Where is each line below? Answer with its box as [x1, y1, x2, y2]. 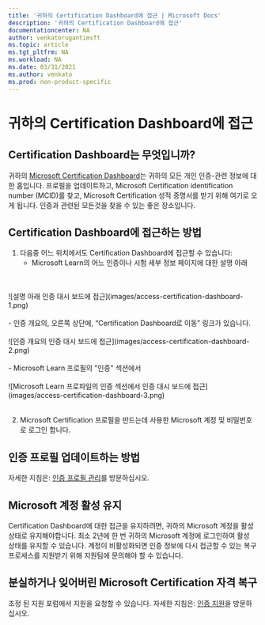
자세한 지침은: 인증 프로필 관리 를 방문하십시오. [8, 473, 150, 483]
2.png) [8, 346, 30, 355]
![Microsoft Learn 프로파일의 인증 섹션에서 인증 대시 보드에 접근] [8, 381, 208, 392]
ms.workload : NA [8, 56, 62, 64]
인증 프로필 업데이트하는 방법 [8, 450, 141, 464]
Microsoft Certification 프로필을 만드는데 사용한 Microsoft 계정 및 [19, 415, 225, 425]
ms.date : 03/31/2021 [8, 63, 77, 71]
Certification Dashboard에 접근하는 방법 [8, 225, 202, 239]
